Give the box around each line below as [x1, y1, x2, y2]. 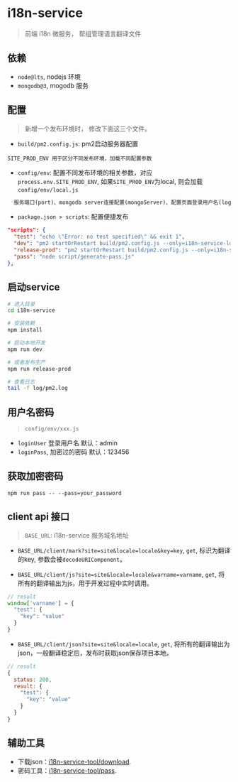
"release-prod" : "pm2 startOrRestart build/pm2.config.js [13, 246, 189, 254]
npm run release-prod [7, 365, 72, 372]
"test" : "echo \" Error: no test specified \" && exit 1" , [13, 233, 186, 241]
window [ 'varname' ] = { [7, 599, 74, 607]
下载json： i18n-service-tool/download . [17, 757, 132, 766]
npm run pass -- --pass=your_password [7, 489, 122, 496]
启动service [7, 281, 60, 293]
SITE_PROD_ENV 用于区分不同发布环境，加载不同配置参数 [7, 155, 152, 162]
